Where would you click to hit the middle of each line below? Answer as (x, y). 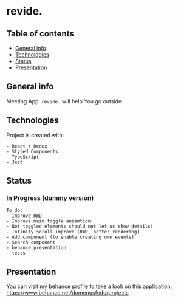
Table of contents (40, 34)
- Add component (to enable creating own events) (70, 237)
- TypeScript (23, 157)
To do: (15, 211)
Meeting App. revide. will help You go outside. (65, 101)
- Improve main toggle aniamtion (49, 221)
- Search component (31, 242)
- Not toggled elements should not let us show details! (80, 227)
